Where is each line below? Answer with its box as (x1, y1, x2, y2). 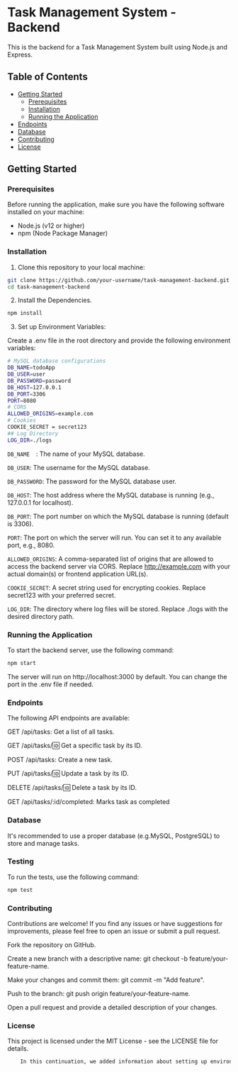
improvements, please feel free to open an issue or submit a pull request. (7, 927, 221, 935)
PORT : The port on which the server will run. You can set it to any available (7, 533, 222, 542)
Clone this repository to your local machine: (17, 263, 145, 272)
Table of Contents (7, 71, 89, 83)
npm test (7, 886, 33, 893)
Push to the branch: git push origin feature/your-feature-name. (7, 989, 191, 998)
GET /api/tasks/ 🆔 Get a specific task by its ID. (7, 742, 143, 750)
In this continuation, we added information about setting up (20, 1058, 208, 1066)
